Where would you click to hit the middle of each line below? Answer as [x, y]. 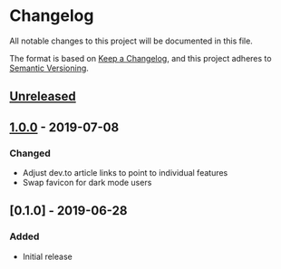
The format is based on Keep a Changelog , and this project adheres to [140, 58]
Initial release [47, 256]
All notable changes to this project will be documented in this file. [131, 41]
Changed [30, 153]
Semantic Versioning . [49, 68]
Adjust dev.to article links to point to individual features [125, 173]
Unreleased [43, 96]
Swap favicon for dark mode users [87, 183]
